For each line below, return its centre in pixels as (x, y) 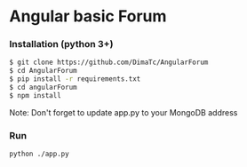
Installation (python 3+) (61, 44)
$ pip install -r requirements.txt (75, 79)
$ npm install (36, 95)
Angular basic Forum (88, 16)
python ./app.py (39, 154)
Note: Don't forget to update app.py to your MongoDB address (123, 112)
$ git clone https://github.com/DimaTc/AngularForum (109, 63)
